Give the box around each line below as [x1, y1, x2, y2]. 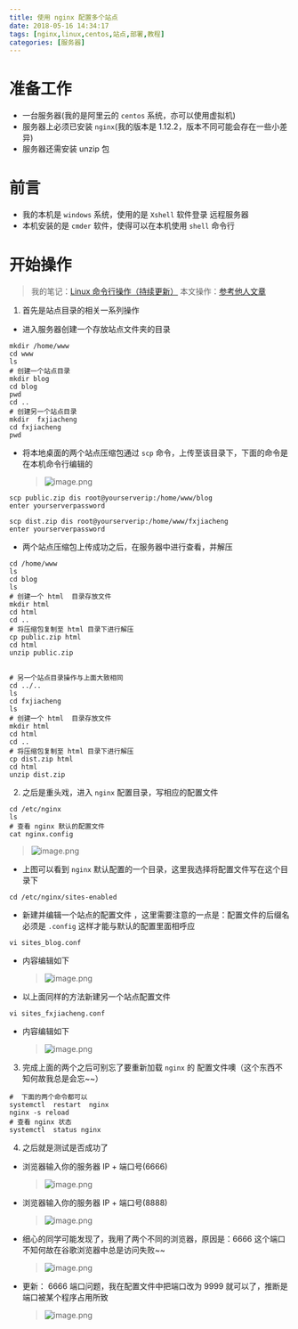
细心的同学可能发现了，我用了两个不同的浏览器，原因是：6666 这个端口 [21, 1234, 286, 1244]
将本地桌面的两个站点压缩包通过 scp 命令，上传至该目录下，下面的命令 [21, 447, 281, 459]
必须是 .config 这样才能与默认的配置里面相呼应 [21, 921, 196, 932]
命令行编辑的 [45, 459, 93, 469]
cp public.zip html [9, 633, 82, 642]
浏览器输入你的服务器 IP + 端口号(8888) [21, 1197, 168, 1208]
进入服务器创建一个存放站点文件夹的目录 [21, 324, 171, 335]
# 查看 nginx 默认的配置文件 [9, 822, 105, 831]
